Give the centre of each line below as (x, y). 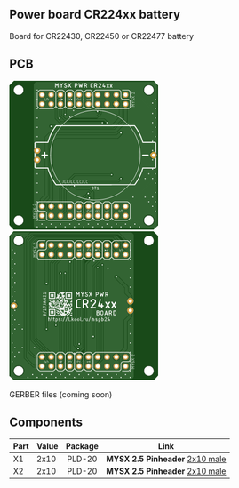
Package (82, 446)
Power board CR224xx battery (95, 15)
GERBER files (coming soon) (61, 394)
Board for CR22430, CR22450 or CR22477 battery (101, 36)
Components (46, 423)
